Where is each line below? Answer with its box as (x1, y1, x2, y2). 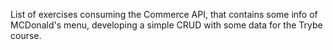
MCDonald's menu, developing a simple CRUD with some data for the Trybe (10, 19, 323, 31)
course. (10, 30, 42, 41)
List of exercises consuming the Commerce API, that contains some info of (10, 9, 318, 20)
